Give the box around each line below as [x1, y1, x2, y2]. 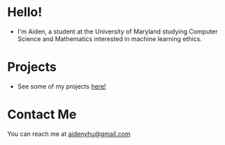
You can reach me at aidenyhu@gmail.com [7, 130, 131, 138]
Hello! [7, 4, 43, 20]
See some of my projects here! [17, 82, 106, 91]
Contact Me [7, 107, 77, 123]
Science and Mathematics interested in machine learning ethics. [17, 34, 203, 43]
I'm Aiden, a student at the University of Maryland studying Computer [17, 27, 218, 36]
